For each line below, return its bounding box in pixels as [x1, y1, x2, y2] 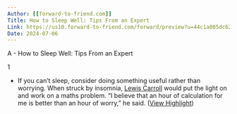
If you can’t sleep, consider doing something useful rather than [17, 77, 201, 85]
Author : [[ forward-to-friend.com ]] [7, 10, 112, 18]
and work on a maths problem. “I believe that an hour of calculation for [17, 91, 224, 100]
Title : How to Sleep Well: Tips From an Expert [7, 17, 150, 24]
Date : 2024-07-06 [7, 30, 59, 37]
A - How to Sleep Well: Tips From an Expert [7, 49, 133, 58]
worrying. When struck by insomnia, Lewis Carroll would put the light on [17, 84, 228, 92]
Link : [7, 23, 23, 30]
